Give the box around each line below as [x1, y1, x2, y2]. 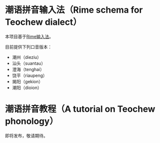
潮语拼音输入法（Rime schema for [5, 4, 143, 16]
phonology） [5, 116, 58, 127]
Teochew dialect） [5, 17, 82, 28]
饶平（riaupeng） [12, 72, 48, 78]
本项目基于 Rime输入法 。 [5, 34, 53, 39]
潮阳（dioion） [12, 85, 42, 90]
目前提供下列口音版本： [5, 44, 52, 50]
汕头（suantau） [12, 60, 46, 66]
